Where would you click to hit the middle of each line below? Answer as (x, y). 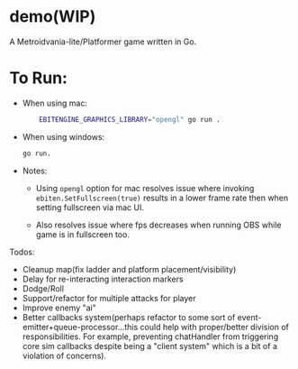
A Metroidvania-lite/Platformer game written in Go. (103, 42)
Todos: (22, 252)
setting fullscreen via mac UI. (90, 207)
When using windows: (63, 136)
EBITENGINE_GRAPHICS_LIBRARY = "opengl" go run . (130, 119)
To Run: (38, 78)
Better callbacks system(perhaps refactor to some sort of (129, 317)
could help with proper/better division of (215, 327)
